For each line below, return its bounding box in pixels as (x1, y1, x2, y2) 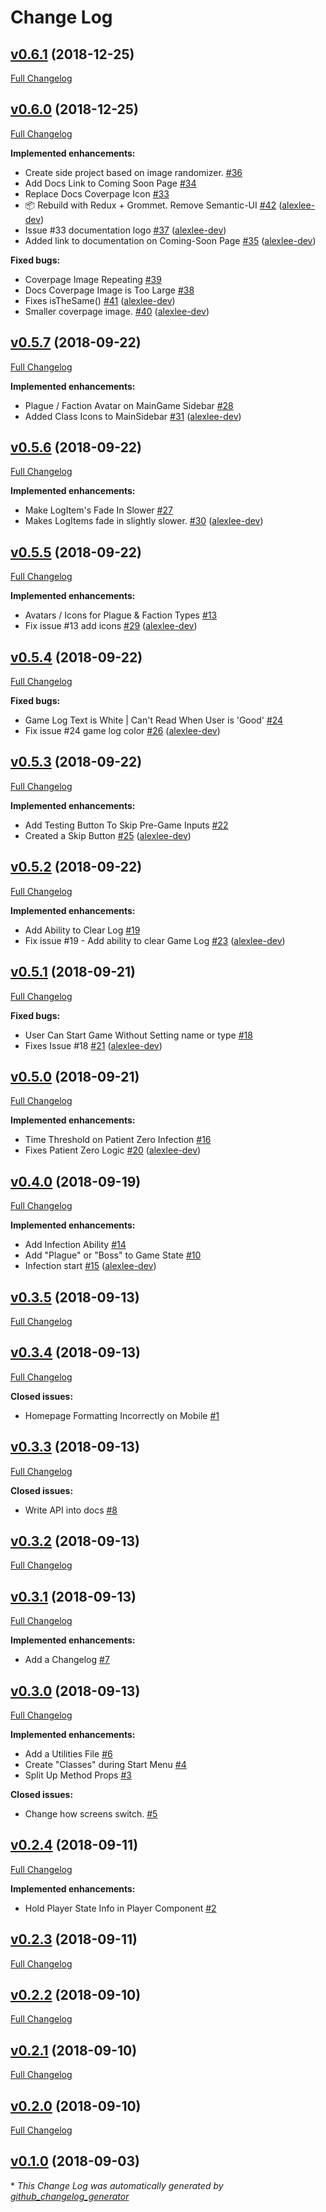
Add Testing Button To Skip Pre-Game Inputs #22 (24, 819, 229, 831)
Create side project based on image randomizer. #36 (24, 166, 243, 178)
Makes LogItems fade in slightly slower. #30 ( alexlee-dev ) (24, 515, 264, 527)
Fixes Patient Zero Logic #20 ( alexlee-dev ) (24, 1144, 202, 1156)
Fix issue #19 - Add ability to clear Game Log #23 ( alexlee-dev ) (24, 934, 286, 946)
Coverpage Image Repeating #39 (24, 273, 162, 285)
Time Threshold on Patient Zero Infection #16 (24, 1134, 212, 1146)
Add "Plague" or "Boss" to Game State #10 (24, 1249, 202, 1261)
